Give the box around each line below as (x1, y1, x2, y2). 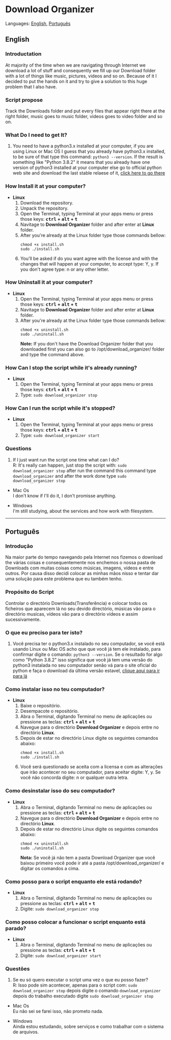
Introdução (5, 543, 33, 550)
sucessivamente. (5, 616, 41, 622)
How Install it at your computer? (5, 183, 86, 190)
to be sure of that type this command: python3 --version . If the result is (12, 154, 163, 160)
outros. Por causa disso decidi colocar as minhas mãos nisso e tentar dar (5, 570, 159, 576)
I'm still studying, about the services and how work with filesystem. (12, 508, 154, 514)
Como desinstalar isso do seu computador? (5, 787, 116, 794)
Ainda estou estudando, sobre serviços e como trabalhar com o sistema (12, 1024, 164, 1030)
